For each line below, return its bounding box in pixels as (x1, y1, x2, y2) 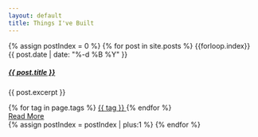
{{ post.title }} (8, 68, 56, 77)
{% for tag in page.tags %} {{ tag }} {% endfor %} (8, 103, 172, 112)
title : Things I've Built (8, 19, 94, 27)
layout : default (8, 11, 62, 20)
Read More (8, 112, 45, 121)
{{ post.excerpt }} (8, 88, 66, 97)
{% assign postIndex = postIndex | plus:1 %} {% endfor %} (8, 120, 201, 130)
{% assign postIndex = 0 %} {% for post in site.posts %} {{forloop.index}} (8, 41, 251, 50)
